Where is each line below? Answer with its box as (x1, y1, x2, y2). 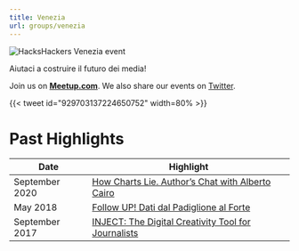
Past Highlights (9, 128, 125, 149)
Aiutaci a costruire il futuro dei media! (9, 63, 147, 74)
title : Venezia (9, 12, 66, 22)
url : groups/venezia (9, 21, 86, 30)
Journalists (92, 227, 139, 239)
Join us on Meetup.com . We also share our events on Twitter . (9, 80, 236, 91)
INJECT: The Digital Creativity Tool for (92, 215, 251, 228)
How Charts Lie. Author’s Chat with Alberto (92, 175, 271, 188)
